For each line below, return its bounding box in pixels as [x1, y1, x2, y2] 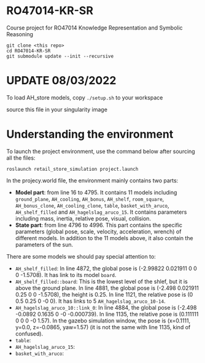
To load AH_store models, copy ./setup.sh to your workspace [6, 93, 163, 101]
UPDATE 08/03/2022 [6, 74, 117, 88]
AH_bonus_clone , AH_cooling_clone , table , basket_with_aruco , [15, 201, 170, 209]
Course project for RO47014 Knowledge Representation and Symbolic [6, 24, 183, 31]
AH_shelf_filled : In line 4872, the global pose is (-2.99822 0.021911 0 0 [15, 265, 198, 272]
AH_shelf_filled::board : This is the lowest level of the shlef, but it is [15, 278, 188, 285]
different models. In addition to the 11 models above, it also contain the [15, 234, 193, 241]
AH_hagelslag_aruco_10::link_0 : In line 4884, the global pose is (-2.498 [15, 303, 197, 311]
